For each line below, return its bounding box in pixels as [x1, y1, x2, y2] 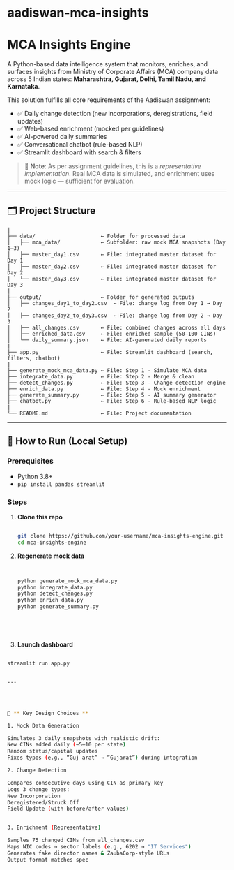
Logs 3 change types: [7, 786, 70, 793]
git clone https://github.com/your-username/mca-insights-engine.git [17, 532, 224, 539]
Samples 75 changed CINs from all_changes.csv [7, 836, 145, 844]
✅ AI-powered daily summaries [17, 133, 107, 141]
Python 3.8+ [17, 472, 54, 480]
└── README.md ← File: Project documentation [7, 410, 192, 417]
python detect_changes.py [17, 590, 93, 598]
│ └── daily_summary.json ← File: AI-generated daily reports [7, 337, 208, 344]
